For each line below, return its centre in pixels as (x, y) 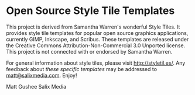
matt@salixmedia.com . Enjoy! (42, 75)
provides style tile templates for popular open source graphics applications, (97, 33)
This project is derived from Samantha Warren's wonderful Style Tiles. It (93, 27)
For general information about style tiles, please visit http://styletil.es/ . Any (96, 63)
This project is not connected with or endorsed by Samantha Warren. (89, 51)
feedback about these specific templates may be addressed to (81, 69)
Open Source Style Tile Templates (90, 11)
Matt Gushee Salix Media (36, 86)
